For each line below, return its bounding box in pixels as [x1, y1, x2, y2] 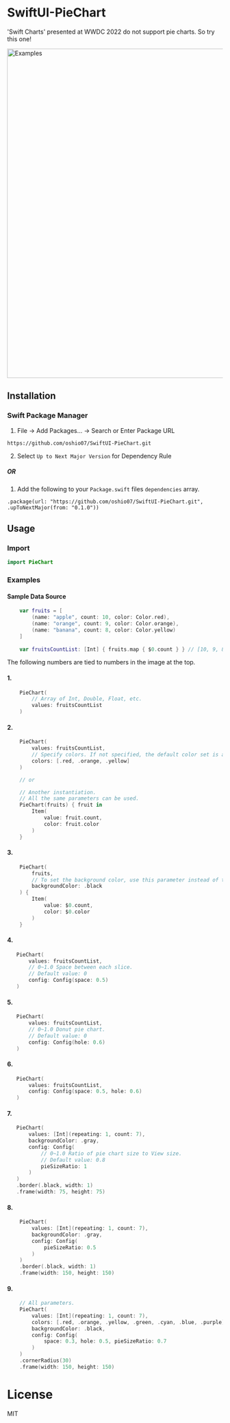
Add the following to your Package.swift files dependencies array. [16, 484, 200, 493]
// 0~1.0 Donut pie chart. [28, 1026, 106, 1033]
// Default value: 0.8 [40, 1156, 106, 1163]
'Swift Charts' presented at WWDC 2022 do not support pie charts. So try [7, 27, 215, 36]
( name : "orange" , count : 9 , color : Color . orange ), [31, 620, 179, 627]
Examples [7, 575, 41, 585]
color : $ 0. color [43, 908, 90, 915]
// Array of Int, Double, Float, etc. [31, 695, 142, 702]
